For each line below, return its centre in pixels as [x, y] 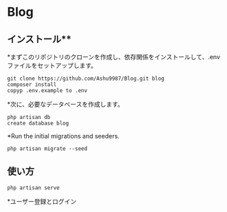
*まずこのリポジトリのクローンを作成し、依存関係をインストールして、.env [114, 57]
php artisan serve [33, 188]
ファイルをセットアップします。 [52, 65]
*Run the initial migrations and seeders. [63, 136]
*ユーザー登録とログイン [42, 201]
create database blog [38, 123]
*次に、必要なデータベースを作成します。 [65, 104]
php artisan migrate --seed [47, 149]
